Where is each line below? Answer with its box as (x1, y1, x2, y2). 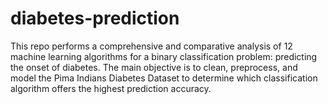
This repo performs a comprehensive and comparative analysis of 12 (10, 40, 293, 52)
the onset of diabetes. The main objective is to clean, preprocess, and (10, 61, 298, 73)
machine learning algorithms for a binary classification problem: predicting (10, 50, 318, 62)
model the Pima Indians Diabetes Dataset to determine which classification (10, 72, 318, 84)
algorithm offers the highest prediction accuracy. (10, 82, 212, 94)
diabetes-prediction (10, 7, 180, 30)
